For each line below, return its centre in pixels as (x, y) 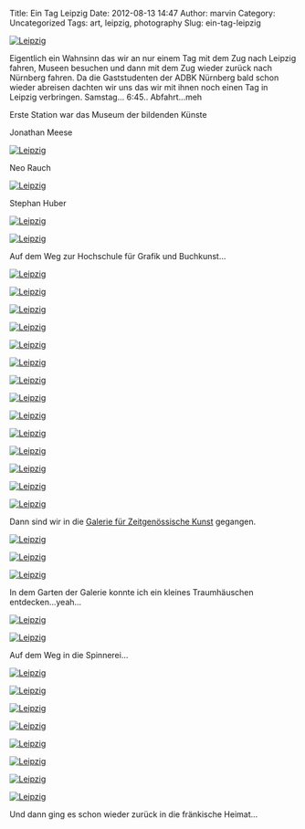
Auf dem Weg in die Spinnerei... (69, 655)
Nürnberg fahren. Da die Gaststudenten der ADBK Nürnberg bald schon (144, 78)
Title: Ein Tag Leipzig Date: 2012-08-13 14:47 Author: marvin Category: (142, 13)
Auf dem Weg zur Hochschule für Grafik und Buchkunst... (118, 256)
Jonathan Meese (41, 132)
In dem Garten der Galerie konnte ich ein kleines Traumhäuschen (131, 592)
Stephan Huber (38, 203)
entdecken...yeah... (46, 602)
